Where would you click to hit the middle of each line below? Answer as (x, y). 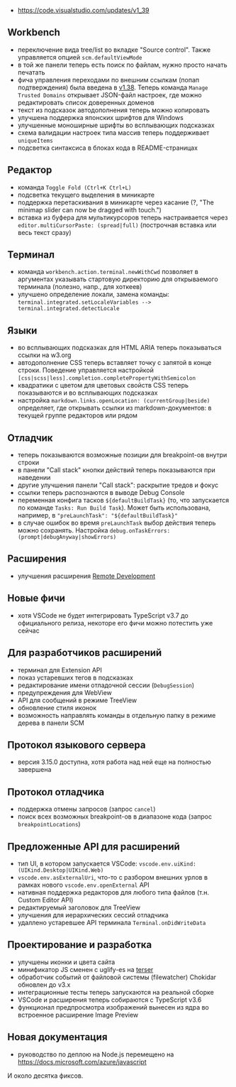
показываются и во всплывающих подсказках (88, 393)
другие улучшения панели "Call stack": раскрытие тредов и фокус (118, 485)
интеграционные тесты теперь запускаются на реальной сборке (116, 992)
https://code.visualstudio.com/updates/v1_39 (83, 10)
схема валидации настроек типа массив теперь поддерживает (113, 132)
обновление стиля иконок (57, 708)
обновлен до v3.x (44, 984)
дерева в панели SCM (51, 723)
